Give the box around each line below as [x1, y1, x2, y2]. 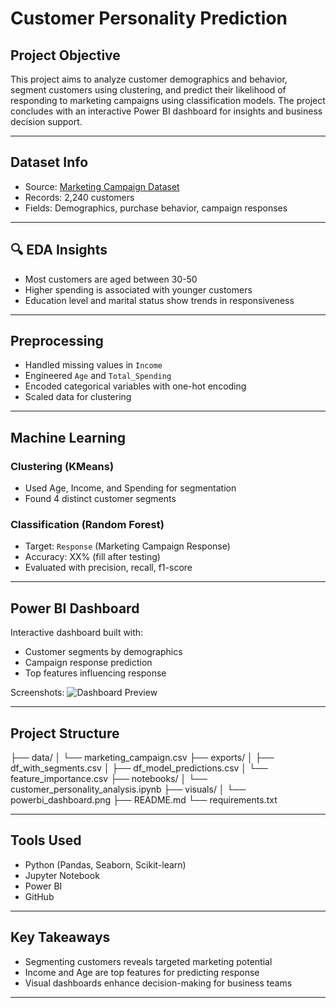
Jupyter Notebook [24, 869, 100, 881]
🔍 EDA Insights [10, 242, 108, 259]
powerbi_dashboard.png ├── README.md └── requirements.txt [10, 794, 278, 806]
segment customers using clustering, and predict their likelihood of [10, 84, 287, 96]
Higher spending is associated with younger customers [24, 283, 253, 296]
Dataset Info [10, 154, 89, 171]
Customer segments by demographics [24, 646, 183, 658]
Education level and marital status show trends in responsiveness [24, 294, 295, 306]
